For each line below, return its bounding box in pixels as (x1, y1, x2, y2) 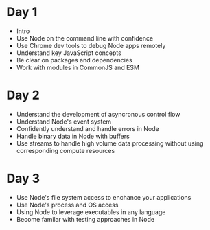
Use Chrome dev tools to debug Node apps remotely (16, 41, 166, 49)
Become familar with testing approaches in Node (16, 215, 155, 223)
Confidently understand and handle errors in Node (16, 124, 159, 133)
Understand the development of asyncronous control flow (16, 110, 180, 118)
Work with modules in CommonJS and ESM (16, 63, 140, 71)
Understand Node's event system (16, 117, 112, 126)
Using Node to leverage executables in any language (16, 207, 166, 216)
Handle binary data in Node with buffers (16, 132, 130, 140)
